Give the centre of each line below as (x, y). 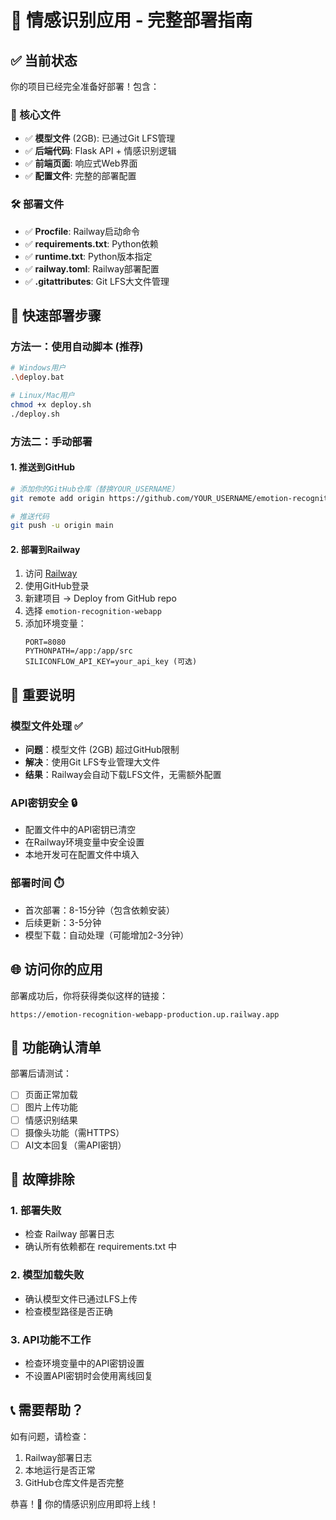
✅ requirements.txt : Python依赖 (91, 243)
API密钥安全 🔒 (44, 803)
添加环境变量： (55, 623)
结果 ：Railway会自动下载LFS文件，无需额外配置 (123, 775)
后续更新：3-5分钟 (63, 922)
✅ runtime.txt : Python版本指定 (88, 256)
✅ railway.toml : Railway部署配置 (92, 268)
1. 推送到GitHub (43, 467)
